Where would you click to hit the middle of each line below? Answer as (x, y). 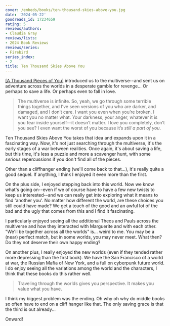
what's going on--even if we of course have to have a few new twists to (80, 190)
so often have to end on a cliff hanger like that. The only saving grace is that (84, 304)
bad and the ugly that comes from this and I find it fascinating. (70, 211)
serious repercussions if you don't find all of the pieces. (63, 159)
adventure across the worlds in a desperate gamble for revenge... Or (77, 86)
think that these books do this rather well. (49, 274)
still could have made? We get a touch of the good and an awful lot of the (81, 206)
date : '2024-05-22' (26, 15)
